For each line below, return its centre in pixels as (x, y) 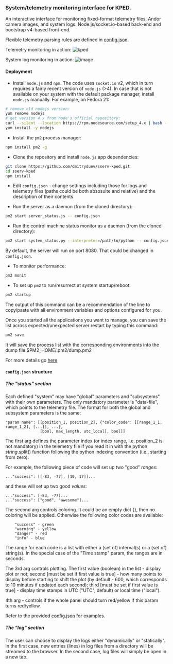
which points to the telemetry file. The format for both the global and (78, 407)
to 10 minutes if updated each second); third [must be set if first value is (82, 585)
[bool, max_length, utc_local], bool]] (83, 432)
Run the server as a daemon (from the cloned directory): (73, 207)
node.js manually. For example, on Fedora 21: (61, 99)
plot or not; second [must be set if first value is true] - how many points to (84, 574)
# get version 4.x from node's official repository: (63, 118)
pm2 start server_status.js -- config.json (53, 216)
